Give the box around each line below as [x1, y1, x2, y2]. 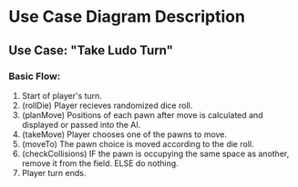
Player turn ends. [21, 167, 87, 178]
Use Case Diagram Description [8, 6, 245, 27]
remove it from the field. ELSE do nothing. [21, 157, 179, 169]
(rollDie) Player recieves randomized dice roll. [21, 100, 193, 111]
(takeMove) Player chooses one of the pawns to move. [21, 129, 228, 140]
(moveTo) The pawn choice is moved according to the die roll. [21, 138, 254, 149]
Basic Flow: [8, 70, 61, 83]
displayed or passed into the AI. [21, 119, 141, 130]
